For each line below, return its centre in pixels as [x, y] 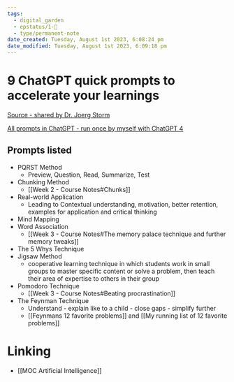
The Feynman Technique [53, 300]
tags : [15, 14]
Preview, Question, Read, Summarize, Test [89, 175]
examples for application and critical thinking [92, 212]
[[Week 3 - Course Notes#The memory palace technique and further [127, 234]
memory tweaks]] [53, 241]
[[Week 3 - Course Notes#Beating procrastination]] [102, 293]
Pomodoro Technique [49, 286]
